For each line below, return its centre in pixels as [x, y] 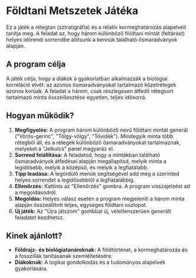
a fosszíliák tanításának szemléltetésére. [64, 256]
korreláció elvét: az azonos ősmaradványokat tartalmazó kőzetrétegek [91, 85]
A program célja [36, 64]
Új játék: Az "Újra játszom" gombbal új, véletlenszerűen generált [93, 211]
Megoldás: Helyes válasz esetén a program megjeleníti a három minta [99, 199]
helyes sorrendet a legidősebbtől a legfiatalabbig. [75, 180]
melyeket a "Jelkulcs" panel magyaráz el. [64, 149]
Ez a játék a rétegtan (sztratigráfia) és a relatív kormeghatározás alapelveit [96, 27]
